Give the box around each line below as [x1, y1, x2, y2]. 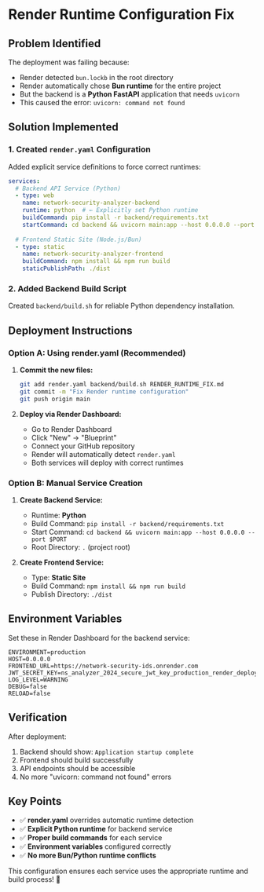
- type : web [15, 192, 55, 199]
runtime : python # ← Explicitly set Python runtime [22, 207, 199, 214]
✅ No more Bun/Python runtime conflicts [19, 850, 157, 861]
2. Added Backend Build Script [8, 283, 127, 294]
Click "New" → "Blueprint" [31, 433, 117, 442]
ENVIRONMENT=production [8, 648, 86, 656]
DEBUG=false [8, 682, 47, 690]
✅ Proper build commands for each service [19, 833, 163, 843]
